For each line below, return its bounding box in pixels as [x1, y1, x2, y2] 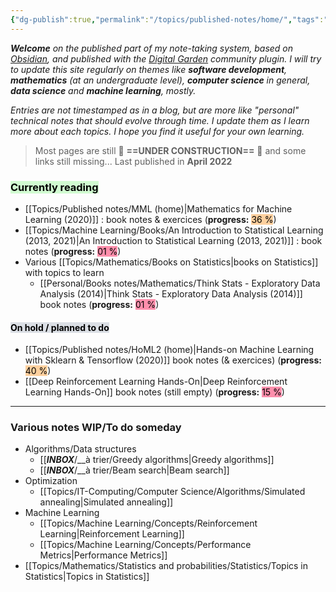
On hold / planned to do [10, 321, 110, 333]
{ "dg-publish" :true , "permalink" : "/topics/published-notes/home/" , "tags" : [10, 14, 325, 25]
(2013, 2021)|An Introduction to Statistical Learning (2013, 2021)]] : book [24, 234, 323, 246]
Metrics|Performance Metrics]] [39, 549, 168, 561]
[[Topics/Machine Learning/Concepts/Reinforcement [39, 517, 258, 530]
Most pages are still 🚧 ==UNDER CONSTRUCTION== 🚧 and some [34, 144, 307, 156]
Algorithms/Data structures [24, 443, 137, 455]
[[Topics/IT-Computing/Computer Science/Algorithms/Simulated [39, 486, 306, 498]
